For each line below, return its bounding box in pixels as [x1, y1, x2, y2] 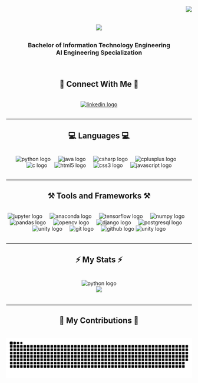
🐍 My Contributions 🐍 [59, 316, 139, 326]
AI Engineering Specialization [55, 48, 143, 57]
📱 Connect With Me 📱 [59, 79, 139, 89]
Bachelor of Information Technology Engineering [27, 41, 171, 50]
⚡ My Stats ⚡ [75, 255, 123, 265]
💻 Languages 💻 [68, 130, 130, 140]
